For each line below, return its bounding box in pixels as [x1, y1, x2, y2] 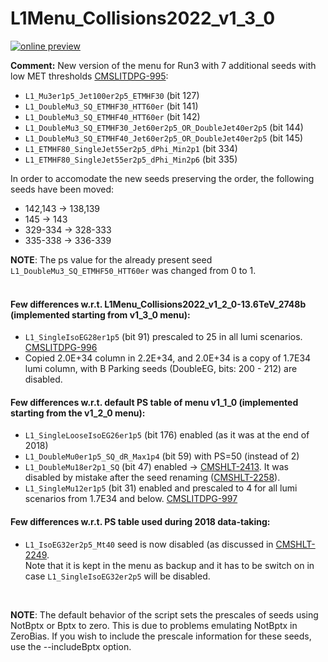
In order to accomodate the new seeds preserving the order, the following [10, 172, 315, 184]
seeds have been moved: [10, 183, 115, 195]
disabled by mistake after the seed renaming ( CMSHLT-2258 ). [24, 472, 281, 484]
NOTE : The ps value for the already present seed [10, 253, 213, 266]
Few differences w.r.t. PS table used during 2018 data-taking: [10, 515, 271, 527]
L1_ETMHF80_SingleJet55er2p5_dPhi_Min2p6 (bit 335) [24, 153, 238, 165]
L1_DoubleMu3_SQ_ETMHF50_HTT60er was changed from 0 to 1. [10, 264, 257, 276]
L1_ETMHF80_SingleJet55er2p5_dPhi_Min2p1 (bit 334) [24, 142, 238, 154]
